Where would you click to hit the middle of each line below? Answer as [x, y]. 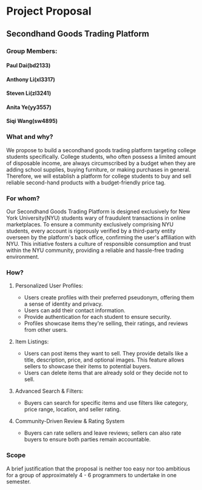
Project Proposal [49, 11]
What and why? [30, 137]
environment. [23, 257]
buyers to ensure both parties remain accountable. [87, 439]
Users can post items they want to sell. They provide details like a [106, 354]
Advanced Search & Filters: [49, 391]
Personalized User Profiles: [49, 286]
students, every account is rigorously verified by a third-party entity [91, 231]
